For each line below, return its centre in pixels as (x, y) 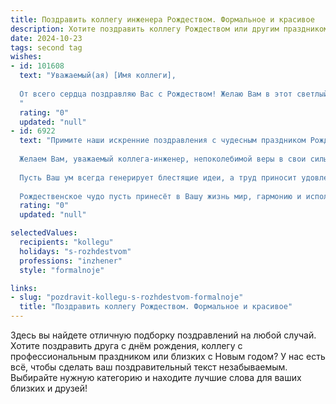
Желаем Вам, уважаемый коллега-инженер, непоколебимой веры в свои (163, 159)
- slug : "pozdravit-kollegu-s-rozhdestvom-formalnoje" (127, 297)
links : (24, 288)
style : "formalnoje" (62, 270)
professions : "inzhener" (71, 261)
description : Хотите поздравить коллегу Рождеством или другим (145, 29)
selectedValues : (44, 233)
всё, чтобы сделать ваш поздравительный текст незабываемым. (149, 367)
